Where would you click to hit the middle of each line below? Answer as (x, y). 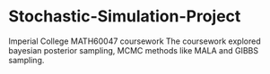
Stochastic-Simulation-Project (125, 16)
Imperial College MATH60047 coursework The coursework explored (135, 41)
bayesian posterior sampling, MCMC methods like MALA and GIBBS (134, 50)
